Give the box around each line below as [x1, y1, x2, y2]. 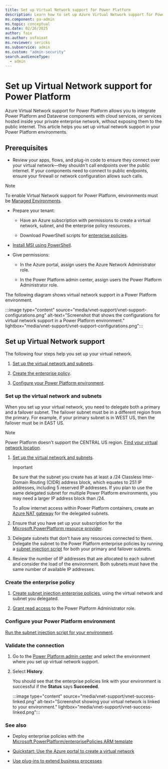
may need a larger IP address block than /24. [12, 496, 105, 502]
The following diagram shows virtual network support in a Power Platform [5, 292, 156, 298]
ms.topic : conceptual [5, 21, 50, 27]
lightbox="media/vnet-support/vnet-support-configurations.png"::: [5, 323, 143, 329]
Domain [12, 479, 29, 486]
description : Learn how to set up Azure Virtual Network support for [5, 12, 153, 17]
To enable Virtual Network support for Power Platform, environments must [5, 193, 158, 199]
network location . [5, 445, 41, 451]
